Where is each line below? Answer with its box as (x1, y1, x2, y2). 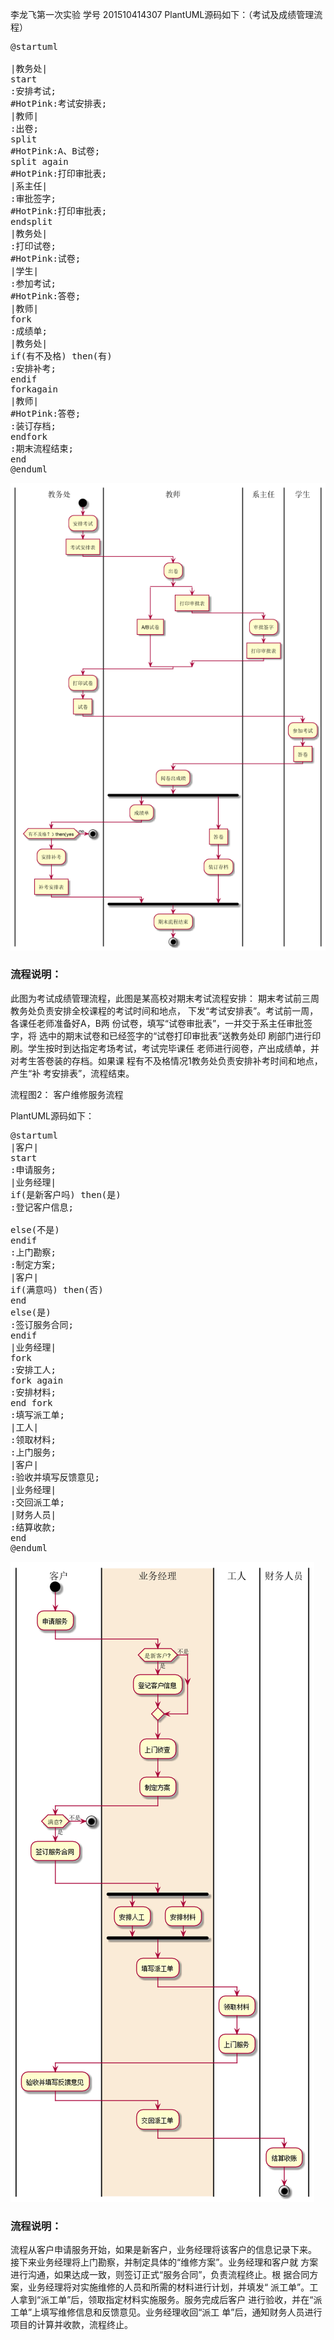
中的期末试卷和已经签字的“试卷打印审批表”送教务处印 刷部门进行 (47, 1029, 313, 1042)
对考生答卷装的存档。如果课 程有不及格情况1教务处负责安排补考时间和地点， (10, 1054, 323, 1067)
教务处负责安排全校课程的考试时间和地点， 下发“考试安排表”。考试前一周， (10, 1004, 319, 1017)
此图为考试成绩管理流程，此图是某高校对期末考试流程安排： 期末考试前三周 (10, 992, 320, 1004)
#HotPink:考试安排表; (10, 98, 108, 109)
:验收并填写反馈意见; (10, 1471, 100, 1483)
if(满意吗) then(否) (10, 1284, 104, 1295)
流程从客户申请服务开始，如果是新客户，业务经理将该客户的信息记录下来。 (10, 2244, 317, 2256)
